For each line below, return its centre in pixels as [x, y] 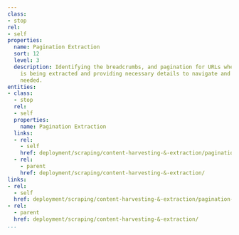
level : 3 [27, 61]
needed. [31, 80]
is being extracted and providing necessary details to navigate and [126, 73]
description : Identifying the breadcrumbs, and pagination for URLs [117, 67]
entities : [22, 87]
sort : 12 [27, 54]
